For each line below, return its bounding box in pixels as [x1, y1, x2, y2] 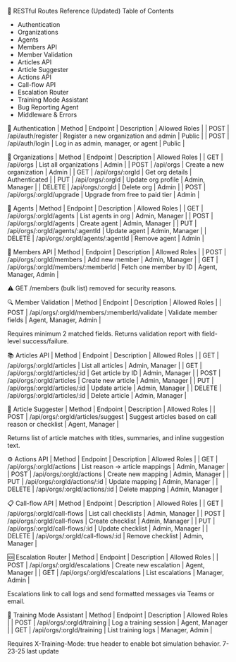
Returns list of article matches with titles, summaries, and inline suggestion [7, 434, 225, 442]
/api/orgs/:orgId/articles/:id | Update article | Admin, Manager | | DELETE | [7, 384, 222, 392]
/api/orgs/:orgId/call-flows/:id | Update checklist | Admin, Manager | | [7, 524, 209, 533]
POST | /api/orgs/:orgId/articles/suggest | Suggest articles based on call [7, 413, 217, 420]
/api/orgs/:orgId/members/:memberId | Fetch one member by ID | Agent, [7, 263, 218, 271]
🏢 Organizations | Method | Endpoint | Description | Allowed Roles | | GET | [7, 153, 223, 161]
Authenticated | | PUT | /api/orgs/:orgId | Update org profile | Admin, [7, 175, 206, 184]
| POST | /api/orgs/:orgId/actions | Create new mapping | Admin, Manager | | [7, 470, 229, 478]
